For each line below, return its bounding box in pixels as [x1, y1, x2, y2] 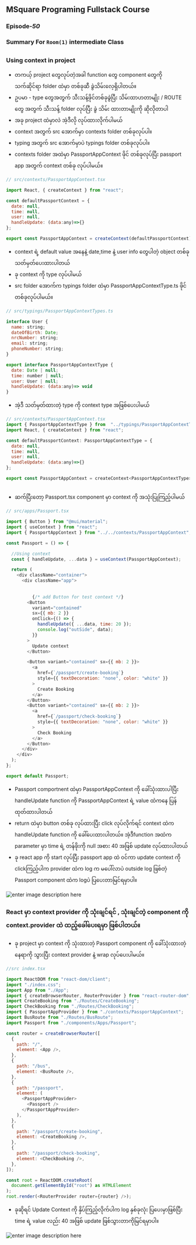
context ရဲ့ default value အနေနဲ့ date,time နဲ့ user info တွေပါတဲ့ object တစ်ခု [14, 248, 190, 255]
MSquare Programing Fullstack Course [6, 5, 150, 15]
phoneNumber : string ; [11, 346, 64, 352]
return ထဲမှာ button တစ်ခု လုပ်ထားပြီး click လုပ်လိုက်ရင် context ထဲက [14, 820, 174, 827]
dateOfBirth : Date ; [11, 329, 59, 336]
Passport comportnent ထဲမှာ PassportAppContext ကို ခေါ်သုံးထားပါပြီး [14, 785, 179, 793]
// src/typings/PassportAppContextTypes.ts [6, 308, 114, 314]
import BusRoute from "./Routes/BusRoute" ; [6, 1015, 114, 1021]
